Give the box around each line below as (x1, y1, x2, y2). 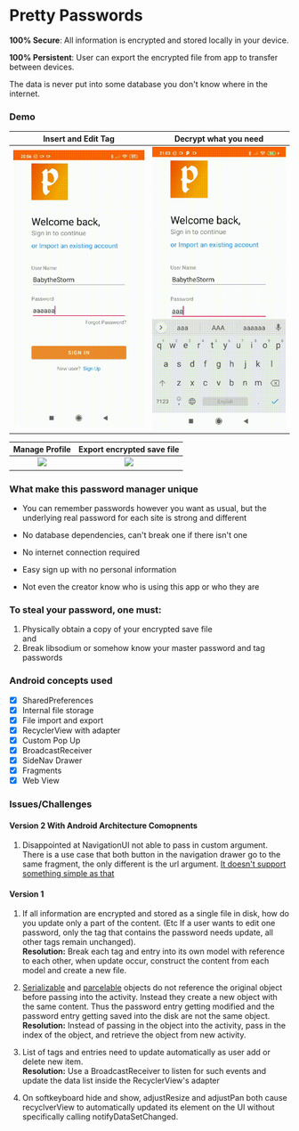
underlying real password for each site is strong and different (21, 512, 247, 523)
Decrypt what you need (174, 133, 264, 143)
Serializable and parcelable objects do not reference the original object (21, 982, 283, 993)
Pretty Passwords (9, 5, 143, 26)
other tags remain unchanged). (21, 937, 136, 948)
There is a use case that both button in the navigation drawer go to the (21, 850, 281, 860)
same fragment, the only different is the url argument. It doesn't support (21, 858, 287, 869)
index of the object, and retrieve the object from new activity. (21, 1029, 246, 1040)
